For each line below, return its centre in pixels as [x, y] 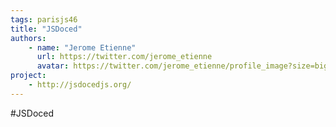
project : [28, 76]
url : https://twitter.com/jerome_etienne [124, 57]
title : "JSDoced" [46, 29]
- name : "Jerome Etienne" [82, 47]
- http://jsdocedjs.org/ [80, 85]
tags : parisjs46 [44, 19]
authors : [28, 38]
